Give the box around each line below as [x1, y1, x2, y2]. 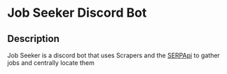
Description [7, 33, 60, 45]
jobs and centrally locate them [7, 59, 95, 67]
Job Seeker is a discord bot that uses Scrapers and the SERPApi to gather [7, 51, 221, 59]
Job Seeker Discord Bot [7, 5, 147, 21]
